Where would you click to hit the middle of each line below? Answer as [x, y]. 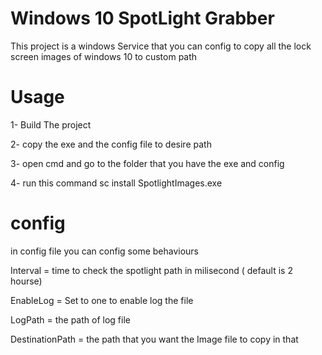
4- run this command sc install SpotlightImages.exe [116, 183]
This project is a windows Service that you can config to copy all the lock [161, 46]
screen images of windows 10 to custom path [104, 56]
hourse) [26, 281]
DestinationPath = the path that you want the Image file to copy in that [154, 339]
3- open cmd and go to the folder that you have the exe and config [147, 163]
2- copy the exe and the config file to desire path [111, 144]
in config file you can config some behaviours [104, 251]
